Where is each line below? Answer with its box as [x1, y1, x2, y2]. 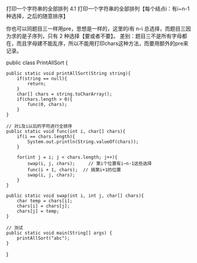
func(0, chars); [27, 102, 67, 108]
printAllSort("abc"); [17, 235, 70, 241]
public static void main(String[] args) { [6, 230, 112, 236]
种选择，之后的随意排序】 [6, 12, 69, 20]
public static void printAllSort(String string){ [6, 70, 131, 76]
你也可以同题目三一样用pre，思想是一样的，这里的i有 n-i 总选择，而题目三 [6, 25, 186, 32]
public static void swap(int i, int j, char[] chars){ [6, 193, 144, 199]
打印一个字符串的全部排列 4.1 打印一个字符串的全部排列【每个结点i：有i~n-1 [6, 5, 190, 12]
